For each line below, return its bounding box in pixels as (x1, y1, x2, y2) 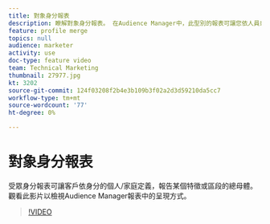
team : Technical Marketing (8, 64, 99, 72)
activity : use (8, 49, 56, 57)
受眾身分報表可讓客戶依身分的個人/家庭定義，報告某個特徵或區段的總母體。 (8, 181, 258, 190)
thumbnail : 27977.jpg (8, 71, 81, 79)
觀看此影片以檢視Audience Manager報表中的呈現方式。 (8, 190, 191, 201)
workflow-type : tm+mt (8, 94, 81, 102)
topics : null (8, 34, 52, 43)
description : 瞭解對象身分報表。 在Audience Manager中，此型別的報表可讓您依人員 (8, 19, 260, 27)
